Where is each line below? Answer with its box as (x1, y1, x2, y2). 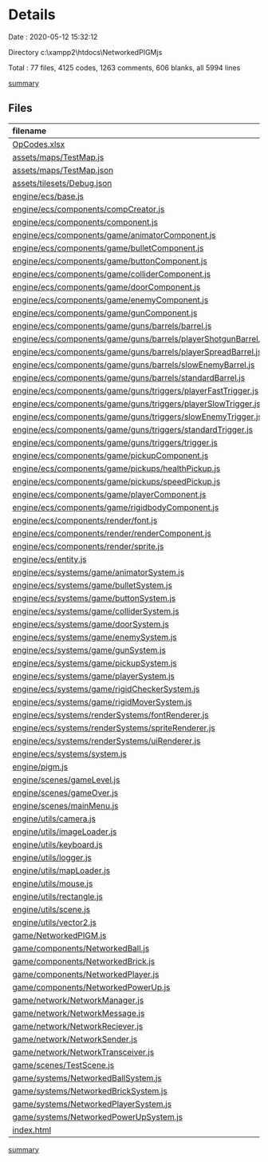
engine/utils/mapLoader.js (12, 864, 111, 875)
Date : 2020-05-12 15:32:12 (8, 32, 98, 41)
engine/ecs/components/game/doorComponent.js (12, 281, 201, 292)
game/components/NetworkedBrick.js (12, 955, 156, 966)
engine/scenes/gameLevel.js (12, 774, 120, 785)
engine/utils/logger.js (12, 852, 92, 863)
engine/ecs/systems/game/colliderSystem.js (12, 605, 179, 616)
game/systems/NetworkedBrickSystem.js (12, 1085, 167, 1097)
